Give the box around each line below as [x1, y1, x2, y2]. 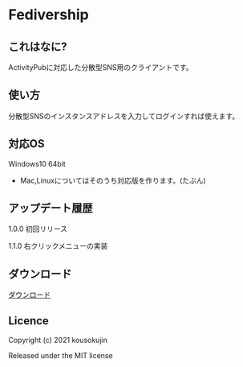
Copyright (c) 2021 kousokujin [8, 336, 108, 345]
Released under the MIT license [8, 351, 114, 361]
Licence [8, 314, 50, 328]
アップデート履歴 [8, 201, 93, 215]
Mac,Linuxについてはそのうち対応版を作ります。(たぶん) [19, 175, 206, 185]
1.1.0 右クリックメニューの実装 [8, 241, 108, 251]
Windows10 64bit [8, 159, 66, 168]
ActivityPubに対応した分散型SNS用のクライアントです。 [8, 63, 194, 72]
